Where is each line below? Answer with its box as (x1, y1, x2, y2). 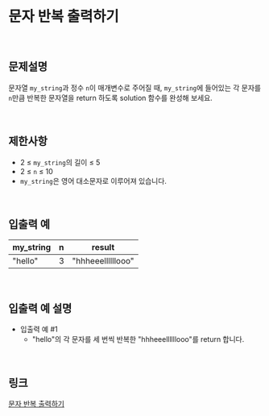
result (91, 242, 115, 253)
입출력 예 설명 (8, 302, 72, 315)
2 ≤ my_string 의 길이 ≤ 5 (19, 157, 101, 167)
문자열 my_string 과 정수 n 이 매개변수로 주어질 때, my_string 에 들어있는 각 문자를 (8, 82, 262, 93)
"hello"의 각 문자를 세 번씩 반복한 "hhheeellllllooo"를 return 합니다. (31, 335, 245, 344)
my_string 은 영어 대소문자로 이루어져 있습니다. (19, 176, 168, 185)
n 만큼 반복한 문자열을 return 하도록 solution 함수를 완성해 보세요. (8, 93, 213, 102)
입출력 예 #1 (19, 324, 58, 335)
